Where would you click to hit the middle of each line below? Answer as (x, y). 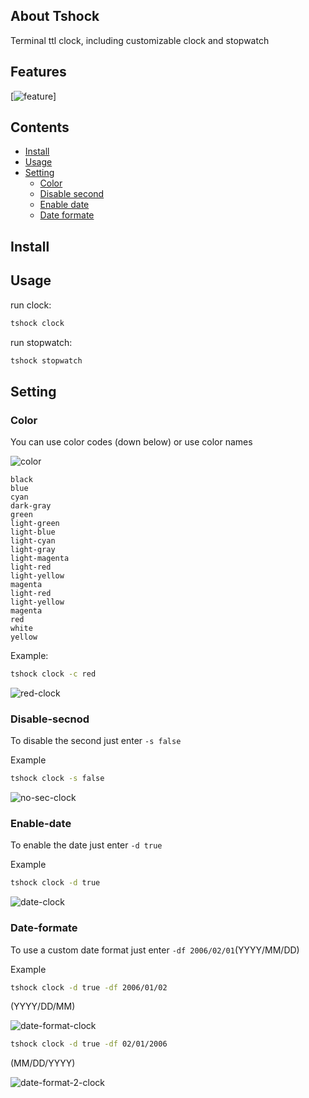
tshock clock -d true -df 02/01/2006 (89, 1044)
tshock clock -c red (53, 674)
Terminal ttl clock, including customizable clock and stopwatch (140, 40)
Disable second (72, 194)
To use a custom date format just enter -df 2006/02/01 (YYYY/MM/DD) (155, 950)
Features (38, 72)
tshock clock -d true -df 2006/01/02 (89, 987)
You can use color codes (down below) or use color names (131, 442)
